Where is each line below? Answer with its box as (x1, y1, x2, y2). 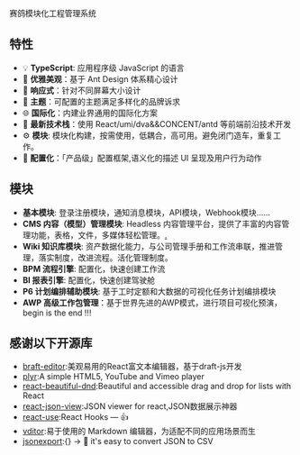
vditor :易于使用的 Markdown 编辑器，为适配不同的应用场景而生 (22, 426, 257, 437)
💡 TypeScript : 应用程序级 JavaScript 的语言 (22, 62, 185, 73)
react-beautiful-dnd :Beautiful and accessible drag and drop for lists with (22, 381, 292, 392)
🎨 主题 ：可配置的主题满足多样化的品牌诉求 (22, 96, 180, 106)
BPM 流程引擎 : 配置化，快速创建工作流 (22, 263, 166, 274)
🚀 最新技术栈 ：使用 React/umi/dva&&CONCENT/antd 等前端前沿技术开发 (22, 118, 291, 129)
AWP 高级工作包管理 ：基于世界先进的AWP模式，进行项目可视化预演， (22, 296, 282, 308)
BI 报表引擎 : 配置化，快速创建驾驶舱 (22, 274, 156, 286)
